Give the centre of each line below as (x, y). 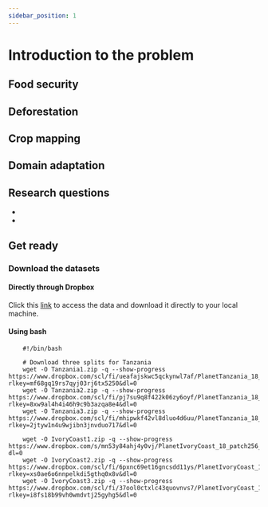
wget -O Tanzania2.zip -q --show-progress (94, 390)
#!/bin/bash (42, 348)
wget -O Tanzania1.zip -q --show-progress (94, 369)
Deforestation (43, 111)
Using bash (28, 332)
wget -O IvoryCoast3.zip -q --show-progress (98, 481)
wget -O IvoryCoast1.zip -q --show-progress (98, 439)
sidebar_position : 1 (43, 16)
